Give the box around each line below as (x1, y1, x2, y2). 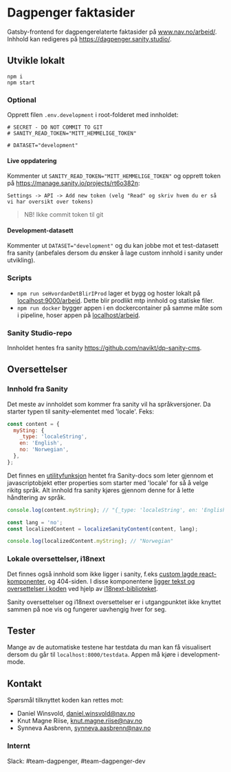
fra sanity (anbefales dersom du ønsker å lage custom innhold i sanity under (7, 249, 223, 257)
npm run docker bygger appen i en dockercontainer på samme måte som (16, 303, 223, 312)
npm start (7, 79, 36, 86)
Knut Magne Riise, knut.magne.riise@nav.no (16, 717, 143, 725)
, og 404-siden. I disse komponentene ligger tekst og (44, 577, 195, 586)
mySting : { (13, 427, 45, 434)
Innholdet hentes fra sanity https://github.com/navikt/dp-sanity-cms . (7, 344, 202, 352)
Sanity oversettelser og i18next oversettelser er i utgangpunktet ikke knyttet (7, 597, 221, 606)
